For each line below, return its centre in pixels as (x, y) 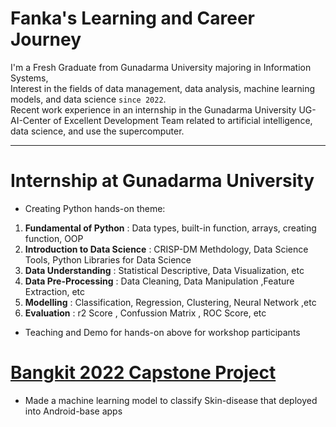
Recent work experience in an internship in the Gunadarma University (153, 109)
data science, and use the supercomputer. (97, 131)
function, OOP (54, 238)
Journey (46, 39)
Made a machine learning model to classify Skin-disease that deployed (171, 400)
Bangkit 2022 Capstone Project (143, 373)
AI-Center (31, 120)
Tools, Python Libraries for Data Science (108, 259)
